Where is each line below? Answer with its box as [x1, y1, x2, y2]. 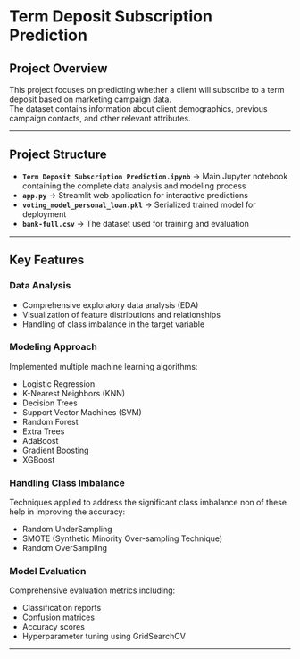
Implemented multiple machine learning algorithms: [9, 361, 198, 371]
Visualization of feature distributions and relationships [21, 309, 221, 320]
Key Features [9, 253, 85, 268]
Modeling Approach [9, 341, 98, 354]
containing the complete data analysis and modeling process [21, 180, 246, 191]
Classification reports [21, 603, 102, 613]
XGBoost [21, 454, 55, 465]
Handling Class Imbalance [9, 476, 125, 488]
